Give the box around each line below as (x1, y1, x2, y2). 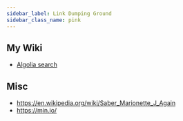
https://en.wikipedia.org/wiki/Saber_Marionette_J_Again (16, 99, 176, 107)
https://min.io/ (16, 106, 57, 115)
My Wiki (6, 42, 43, 54)
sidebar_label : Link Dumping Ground (6, 10, 112, 17)
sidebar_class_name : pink (6, 17, 81, 24)
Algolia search (16, 60, 58, 69)
